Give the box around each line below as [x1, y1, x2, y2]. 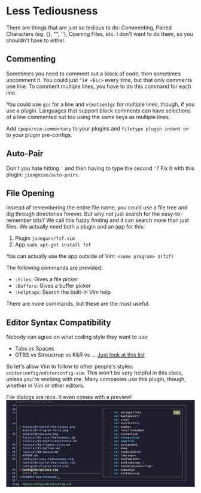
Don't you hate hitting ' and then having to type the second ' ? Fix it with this [6, 165, 194, 172]
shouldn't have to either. [6, 36, 66, 44]
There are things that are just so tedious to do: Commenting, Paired [6, 24, 172, 31]
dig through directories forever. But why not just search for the [6, 211, 160, 218]
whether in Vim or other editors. [6, 382, 85, 389]
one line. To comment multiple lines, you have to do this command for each [6, 83, 191, 90]
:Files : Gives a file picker [14, 276, 79, 283]
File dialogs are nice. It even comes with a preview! [6, 394, 132, 401]
